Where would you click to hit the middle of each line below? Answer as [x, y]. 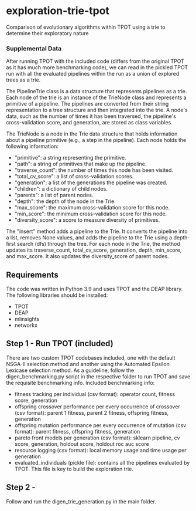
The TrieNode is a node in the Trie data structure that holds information [92, 134]
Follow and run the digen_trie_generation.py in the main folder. [81, 501]
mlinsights [27, 319]
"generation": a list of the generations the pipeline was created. [91, 182]
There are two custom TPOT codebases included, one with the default [91, 358]
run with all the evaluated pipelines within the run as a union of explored [93, 74]
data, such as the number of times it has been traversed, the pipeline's [91, 116]
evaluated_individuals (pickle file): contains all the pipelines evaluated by [102, 462]
